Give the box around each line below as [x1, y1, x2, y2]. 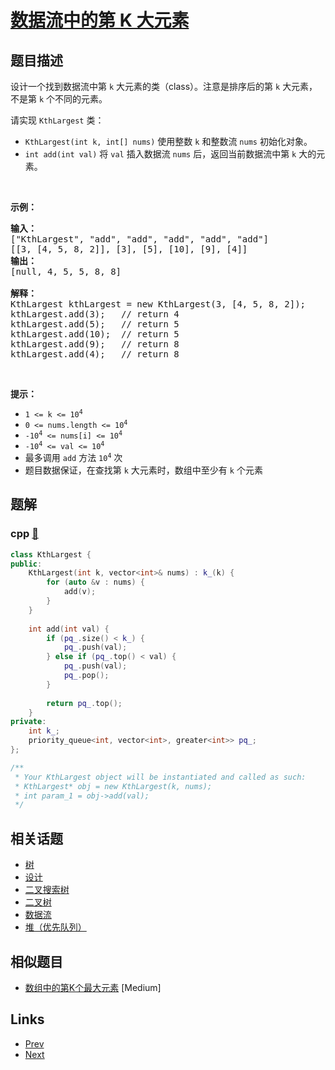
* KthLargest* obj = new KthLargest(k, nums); [14, 781, 213, 791]
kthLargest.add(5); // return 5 [10, 319, 180, 330]
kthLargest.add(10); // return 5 [10, 329, 180, 340]
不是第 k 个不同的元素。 [10, 93, 108, 105]
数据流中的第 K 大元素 [10, 9, 190, 32]
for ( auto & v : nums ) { [46, 577, 145, 588]
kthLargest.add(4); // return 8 [10, 349, 180, 360]
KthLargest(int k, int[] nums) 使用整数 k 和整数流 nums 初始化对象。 [24, 136, 313, 147]
